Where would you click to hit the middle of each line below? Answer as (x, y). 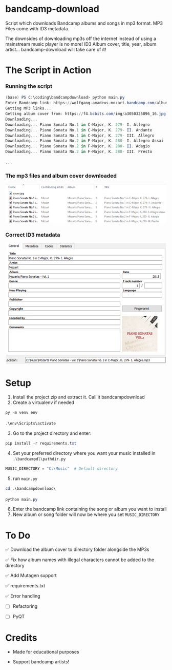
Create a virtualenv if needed (43, 403)
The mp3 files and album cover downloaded (61, 176)
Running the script (29, 86)
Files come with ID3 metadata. (37, 28)
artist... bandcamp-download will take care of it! (56, 49)
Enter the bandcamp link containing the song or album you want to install (90, 509)
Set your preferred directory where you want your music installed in (84, 453)
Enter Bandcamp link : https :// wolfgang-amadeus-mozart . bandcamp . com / (81, 103)
